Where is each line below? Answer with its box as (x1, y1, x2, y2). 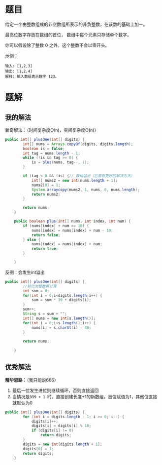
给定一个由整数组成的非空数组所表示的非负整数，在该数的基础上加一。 (5, 21, 148, 27)
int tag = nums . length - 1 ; (23, 151, 80, 155)
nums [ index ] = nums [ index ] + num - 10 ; (31, 228, 113, 233)
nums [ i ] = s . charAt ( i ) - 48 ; (31, 325, 92, 330)
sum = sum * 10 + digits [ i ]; (31, 298, 92, 303)
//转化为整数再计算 (23, 284, 57, 289)
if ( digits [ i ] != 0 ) (31, 428, 74, 433)
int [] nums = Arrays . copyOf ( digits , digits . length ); (23, 141, 133, 147)
